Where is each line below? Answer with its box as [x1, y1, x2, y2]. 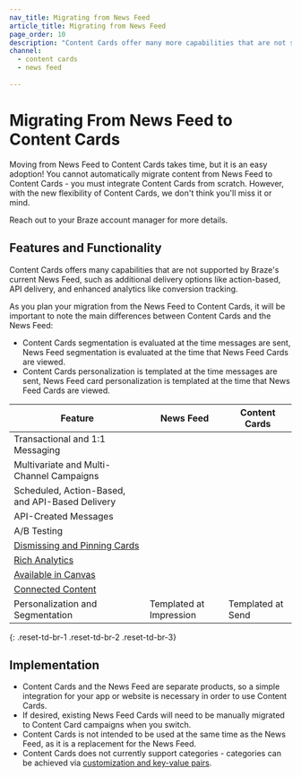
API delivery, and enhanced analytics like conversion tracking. [9, 284, 239, 294]
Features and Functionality [9, 240, 162, 256]
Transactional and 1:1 [13, 432, 106, 445]
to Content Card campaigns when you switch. [21, 720, 192, 730]
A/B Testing [13, 524, 64, 537]
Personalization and [13, 598, 98, 610]
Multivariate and [13, 458, 82, 471]
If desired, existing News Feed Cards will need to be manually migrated [21, 710, 285, 720]
